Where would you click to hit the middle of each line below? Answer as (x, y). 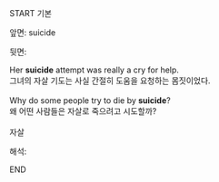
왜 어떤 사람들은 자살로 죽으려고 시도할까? (83, 111)
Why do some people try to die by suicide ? (90, 101)
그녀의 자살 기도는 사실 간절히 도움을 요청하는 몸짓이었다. (110, 81)
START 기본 (31, 13)
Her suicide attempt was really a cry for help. (95, 70)
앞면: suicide (33, 33)
